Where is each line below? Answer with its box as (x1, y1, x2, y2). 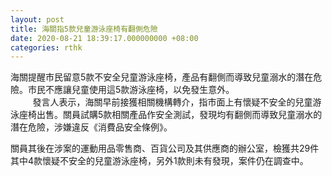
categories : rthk (10, 42, 83, 53)
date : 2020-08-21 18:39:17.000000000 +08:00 (10, 33, 199, 43)
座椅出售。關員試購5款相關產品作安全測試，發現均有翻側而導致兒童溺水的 (18, 109, 323, 121)
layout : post (10, 14, 65, 25)
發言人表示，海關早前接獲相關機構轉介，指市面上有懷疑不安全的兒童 (32, 96, 313, 108)
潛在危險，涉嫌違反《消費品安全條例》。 (10, 121, 173, 133)
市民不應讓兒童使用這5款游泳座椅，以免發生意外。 (27, 84, 235, 96)
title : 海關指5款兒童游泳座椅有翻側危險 (10, 24, 158, 34)
